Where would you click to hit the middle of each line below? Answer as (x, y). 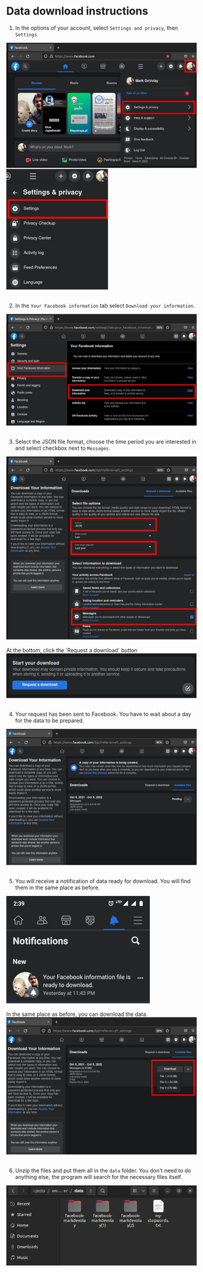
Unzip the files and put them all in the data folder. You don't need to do (103, 1170)
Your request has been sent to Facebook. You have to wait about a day (103, 714)
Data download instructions (77, 11)
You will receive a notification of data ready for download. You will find (103, 881)
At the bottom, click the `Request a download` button (72, 650)
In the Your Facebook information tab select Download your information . (105, 305)
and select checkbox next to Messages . (63, 448)
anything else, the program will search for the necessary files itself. (98, 1177)
